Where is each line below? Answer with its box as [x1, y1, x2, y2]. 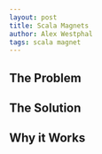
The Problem [9, 70, 82, 85]
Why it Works [9, 130, 86, 146]
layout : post [9, 12, 58, 22]
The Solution [9, 101, 82, 116]
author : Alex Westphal [9, 29, 93, 38]
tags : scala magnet [9, 37, 82, 47]
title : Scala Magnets [9, 21, 90, 30]
